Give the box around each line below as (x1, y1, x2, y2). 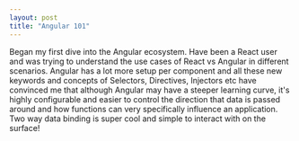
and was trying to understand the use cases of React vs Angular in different (9, 56, 289, 66)
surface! (9, 122, 40, 133)
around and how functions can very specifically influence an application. (9, 103, 278, 114)
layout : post (9, 13, 58, 22)
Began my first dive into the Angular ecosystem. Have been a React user (9, 46, 278, 57)
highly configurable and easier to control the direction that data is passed (9, 93, 281, 104)
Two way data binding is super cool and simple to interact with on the (9, 113, 267, 124)
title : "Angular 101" (9, 22, 91, 31)
